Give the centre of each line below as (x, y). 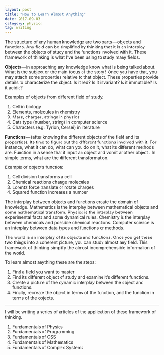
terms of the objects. (33, 298)
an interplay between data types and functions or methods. (65, 228)
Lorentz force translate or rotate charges (53, 187)
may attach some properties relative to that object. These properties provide (82, 77)
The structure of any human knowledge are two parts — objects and (73, 42)
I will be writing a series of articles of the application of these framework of (81, 312)
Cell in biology (27, 107)
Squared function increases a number (50, 192)
